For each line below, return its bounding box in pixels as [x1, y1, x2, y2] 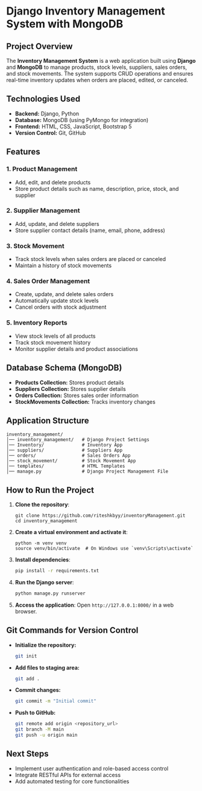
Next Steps [6, 749, 49, 759]
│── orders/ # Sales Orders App [6, 453, 131, 459]
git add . [14, 676, 40, 682]
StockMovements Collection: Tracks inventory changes [14, 398, 156, 405]
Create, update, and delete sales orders [14, 291, 114, 298]
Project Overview [6, 41, 73, 51]
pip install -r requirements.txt [14, 568, 99, 574]
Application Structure [6, 415, 89, 425]
